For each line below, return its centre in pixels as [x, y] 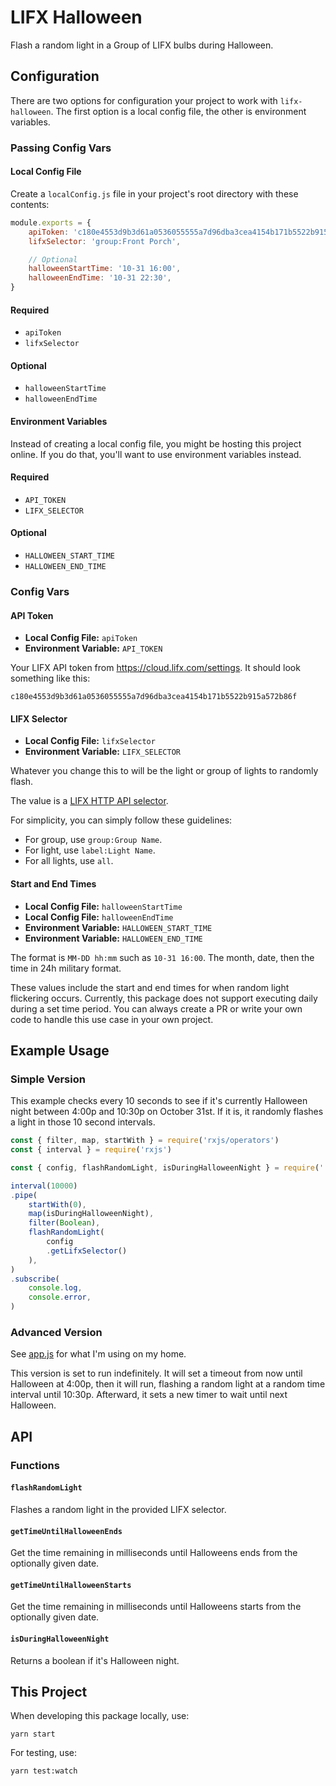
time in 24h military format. [66, 968]
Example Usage [60, 1050]
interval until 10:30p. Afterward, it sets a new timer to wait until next [149, 1395]
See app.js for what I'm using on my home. [98, 1354]
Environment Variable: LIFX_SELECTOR [102, 752]
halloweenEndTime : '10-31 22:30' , [100, 278]
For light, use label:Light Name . [90, 850]
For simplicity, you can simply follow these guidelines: [121, 820]
